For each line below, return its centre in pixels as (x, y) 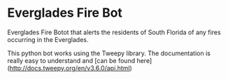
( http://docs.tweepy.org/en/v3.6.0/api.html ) (70, 68)
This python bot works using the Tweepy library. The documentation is (109, 53)
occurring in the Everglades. (48, 39)
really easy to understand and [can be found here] (80, 60)
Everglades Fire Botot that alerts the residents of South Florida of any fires (114, 32)
